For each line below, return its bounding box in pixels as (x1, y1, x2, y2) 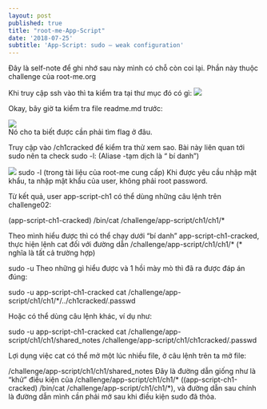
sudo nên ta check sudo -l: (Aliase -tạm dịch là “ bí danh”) (8, 151, 200, 161)
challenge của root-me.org (8, 72, 97, 81)
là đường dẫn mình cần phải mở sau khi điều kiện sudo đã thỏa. (8, 392, 217, 402)
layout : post (8, 11, 52, 20)
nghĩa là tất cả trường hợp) (8, 248, 96, 258)
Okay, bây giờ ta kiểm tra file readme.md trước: (8, 104, 163, 113)
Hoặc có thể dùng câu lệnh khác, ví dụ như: (8, 312, 152, 321)
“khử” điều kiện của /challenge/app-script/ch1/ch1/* (8, 375, 180, 384)
